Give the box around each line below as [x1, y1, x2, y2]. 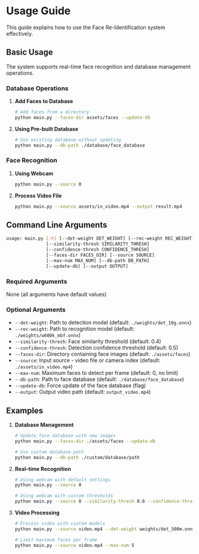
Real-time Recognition [14, 465, 71, 472]
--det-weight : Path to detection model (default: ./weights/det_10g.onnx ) [14, 319, 192, 326]
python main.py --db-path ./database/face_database [14, 142, 145, 148]
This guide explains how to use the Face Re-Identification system [6, 24, 166, 31]
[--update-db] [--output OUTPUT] [46, 263, 129, 269]
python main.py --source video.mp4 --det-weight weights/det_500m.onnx [14, 526, 195, 532]
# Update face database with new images [14, 433, 116, 439]
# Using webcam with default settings [14, 476, 111, 483]
